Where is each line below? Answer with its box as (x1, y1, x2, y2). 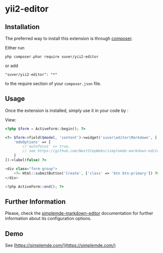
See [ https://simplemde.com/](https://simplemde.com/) (5, 242, 116, 248)
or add (5, 63, 18, 68)
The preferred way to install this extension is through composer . (5, 35, 133, 41)
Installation (5, 23, 40, 31)
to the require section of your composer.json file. (5, 81, 101, 86)
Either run (5, 45, 25, 50)
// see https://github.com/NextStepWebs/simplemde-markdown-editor (22, 149, 162, 154)
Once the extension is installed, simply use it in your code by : (5, 108, 129, 113)
